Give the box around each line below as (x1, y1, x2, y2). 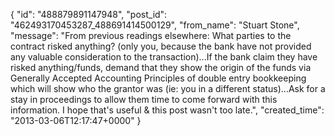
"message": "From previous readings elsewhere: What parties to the (10, 30, 292, 41)
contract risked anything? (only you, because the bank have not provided (10, 40, 312, 52)
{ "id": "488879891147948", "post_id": (10, 9, 168, 20)
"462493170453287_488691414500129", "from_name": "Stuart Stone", (10, 19, 300, 31)
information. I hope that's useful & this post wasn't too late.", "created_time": (10, 104, 325, 116)
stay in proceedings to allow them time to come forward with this (10, 94, 278, 105)
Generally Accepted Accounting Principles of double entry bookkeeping (10, 72, 307, 84)
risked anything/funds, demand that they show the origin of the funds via (10, 62, 312, 73)
